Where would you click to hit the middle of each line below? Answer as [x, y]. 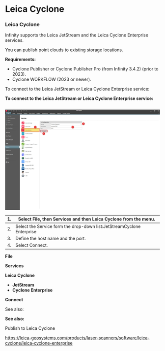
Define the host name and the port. [51, 238]
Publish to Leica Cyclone [30, 328]
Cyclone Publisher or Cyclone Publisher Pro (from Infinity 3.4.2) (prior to [85, 69]
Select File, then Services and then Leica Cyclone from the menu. [87, 219]
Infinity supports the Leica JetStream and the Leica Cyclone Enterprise [77, 35]
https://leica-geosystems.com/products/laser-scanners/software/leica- [77, 338]
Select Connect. [32, 245]
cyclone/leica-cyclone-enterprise [39, 343]
